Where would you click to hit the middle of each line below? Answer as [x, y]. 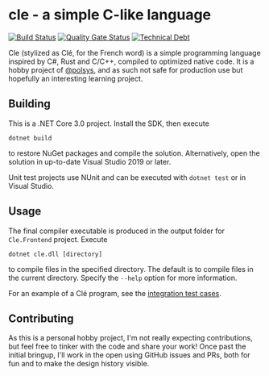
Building [29, 104]
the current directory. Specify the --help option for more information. [123, 278]
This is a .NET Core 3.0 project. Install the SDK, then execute [109, 123]
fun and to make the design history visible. [79, 364]
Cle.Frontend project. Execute [58, 239]
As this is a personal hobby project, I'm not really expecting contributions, [130, 338]
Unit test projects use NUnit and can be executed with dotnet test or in [127, 177]
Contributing [41, 318]
